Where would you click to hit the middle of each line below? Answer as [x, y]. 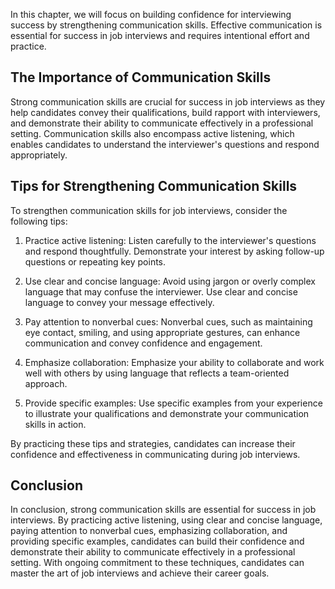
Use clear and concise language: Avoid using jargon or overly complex [170, 281]
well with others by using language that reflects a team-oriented [157, 373]
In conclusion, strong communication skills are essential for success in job [163, 510]
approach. [46, 383]
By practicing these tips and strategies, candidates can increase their [153, 443]
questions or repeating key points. [95, 261]
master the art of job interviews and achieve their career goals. [140, 573]
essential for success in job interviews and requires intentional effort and [160, 35]
